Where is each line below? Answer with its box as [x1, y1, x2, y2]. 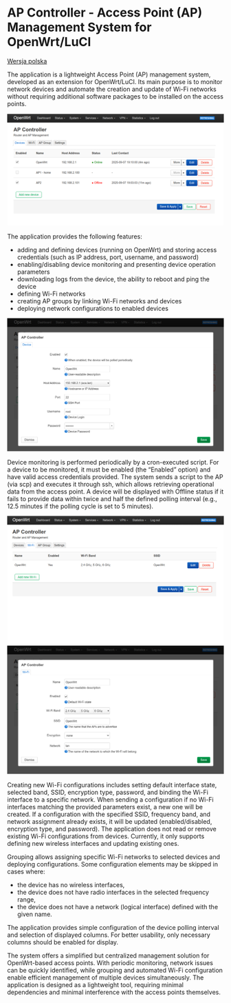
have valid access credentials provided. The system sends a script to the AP [7, 473, 223, 481]
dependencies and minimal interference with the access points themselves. [7, 988, 221, 996]
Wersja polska [7, 57, 47, 65]
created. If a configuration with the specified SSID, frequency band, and [7, 810, 211, 818]
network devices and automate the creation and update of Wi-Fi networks [7, 85, 217, 93]
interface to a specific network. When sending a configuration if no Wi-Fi [7, 795, 214, 804]
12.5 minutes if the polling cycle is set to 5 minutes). [7, 502, 153, 511]
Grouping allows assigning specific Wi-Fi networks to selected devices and [7, 853, 221, 861]
